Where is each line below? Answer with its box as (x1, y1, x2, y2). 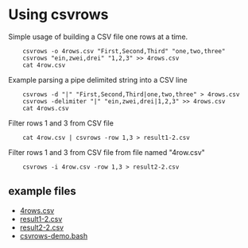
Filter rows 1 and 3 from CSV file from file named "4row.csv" (8, 147, 205, 157)
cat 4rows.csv (22, 104, 69, 112)
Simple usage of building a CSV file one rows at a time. (8, 32, 188, 41)
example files (8, 184, 77, 198)
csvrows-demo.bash (19, 231, 88, 240)
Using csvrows (8, 6, 109, 24)
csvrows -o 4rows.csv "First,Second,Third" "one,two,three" (22, 47, 226, 55)
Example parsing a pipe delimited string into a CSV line (8, 75, 188, 84)
